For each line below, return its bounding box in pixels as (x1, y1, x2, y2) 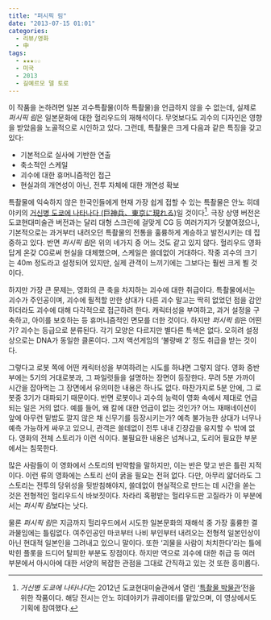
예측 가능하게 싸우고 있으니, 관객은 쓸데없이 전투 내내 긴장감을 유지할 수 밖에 (8, 423, 248, 433)
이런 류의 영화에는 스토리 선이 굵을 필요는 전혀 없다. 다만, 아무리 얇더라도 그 (25, 471, 262, 481)
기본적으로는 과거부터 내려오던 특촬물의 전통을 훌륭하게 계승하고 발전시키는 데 (8, 227, 252, 238)
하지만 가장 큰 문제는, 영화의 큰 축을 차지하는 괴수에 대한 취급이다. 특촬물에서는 (8, 285, 256, 295)
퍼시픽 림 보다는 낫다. (23, 501, 89, 510)
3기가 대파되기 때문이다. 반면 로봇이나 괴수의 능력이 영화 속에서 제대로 (23, 393, 244, 403)
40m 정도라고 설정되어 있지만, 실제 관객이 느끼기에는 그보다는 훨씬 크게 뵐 (16, 258, 249, 268)
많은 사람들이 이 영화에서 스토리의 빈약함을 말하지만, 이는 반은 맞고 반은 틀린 (8, 460, 248, 470)
